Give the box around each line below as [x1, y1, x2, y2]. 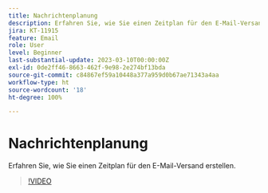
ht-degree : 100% [8, 93, 62, 101]
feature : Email [8, 33, 59, 42]
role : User [8, 41, 45, 49]
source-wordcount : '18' [8, 85, 88, 94]
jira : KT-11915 [8, 26, 59, 34]
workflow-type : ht [8, 78, 69, 86]
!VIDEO [27, 176, 52, 186]
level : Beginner [8, 49, 62, 57]
